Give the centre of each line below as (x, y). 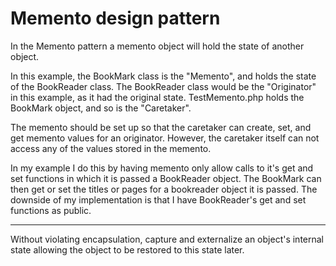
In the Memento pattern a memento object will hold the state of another (157, 46)
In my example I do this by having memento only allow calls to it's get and (162, 168)
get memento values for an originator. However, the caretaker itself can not (165, 138)
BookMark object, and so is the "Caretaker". (101, 108)
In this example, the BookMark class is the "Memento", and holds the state (163, 76)
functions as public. (51, 210)
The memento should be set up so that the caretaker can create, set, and (161, 127)
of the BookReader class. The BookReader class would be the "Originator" (163, 86)
